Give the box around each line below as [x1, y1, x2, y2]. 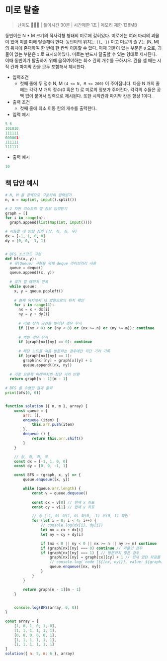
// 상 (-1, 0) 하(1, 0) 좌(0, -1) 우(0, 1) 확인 [31, 513, 128, 519]
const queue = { [14, 408, 48, 413]
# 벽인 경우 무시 [18, 335, 48, 340]
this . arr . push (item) [31, 422, 75, 427]
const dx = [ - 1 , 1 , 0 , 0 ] [14, 459, 68, 464]
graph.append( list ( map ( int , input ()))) [9, 220, 92, 225]
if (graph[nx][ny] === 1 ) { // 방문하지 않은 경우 [40, 550, 140, 555]
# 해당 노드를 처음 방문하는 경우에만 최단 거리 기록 [18, 349, 110, 354]
